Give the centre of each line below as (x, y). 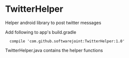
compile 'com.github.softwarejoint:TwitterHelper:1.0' (67, 41)
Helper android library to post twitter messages (53, 23)
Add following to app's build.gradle (41, 32)
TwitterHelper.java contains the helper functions (54, 50)
